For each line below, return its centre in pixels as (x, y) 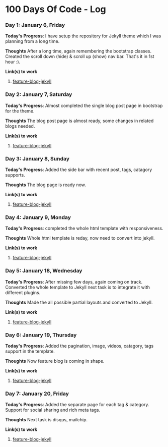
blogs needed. (20, 126)
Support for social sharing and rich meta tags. (53, 410)
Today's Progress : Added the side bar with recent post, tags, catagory (79, 170)
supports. (15, 175)
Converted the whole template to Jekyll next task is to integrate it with (77, 287)
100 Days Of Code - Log (56, 9)
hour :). (13, 62)
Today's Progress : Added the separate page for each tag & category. (77, 405)
